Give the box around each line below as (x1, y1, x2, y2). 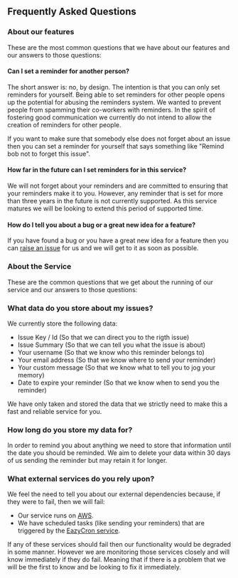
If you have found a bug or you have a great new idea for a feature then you (7, 236, 229, 245)
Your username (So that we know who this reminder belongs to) (17, 348, 205, 356)
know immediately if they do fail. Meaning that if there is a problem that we (7, 555, 226, 564)
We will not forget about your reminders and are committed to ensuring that (7, 181, 229, 191)
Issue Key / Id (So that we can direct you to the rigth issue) (17, 333, 190, 341)
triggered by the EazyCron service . (17, 526, 121, 535)
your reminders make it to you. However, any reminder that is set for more (7, 189, 224, 198)
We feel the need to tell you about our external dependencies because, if (7, 490, 221, 498)
